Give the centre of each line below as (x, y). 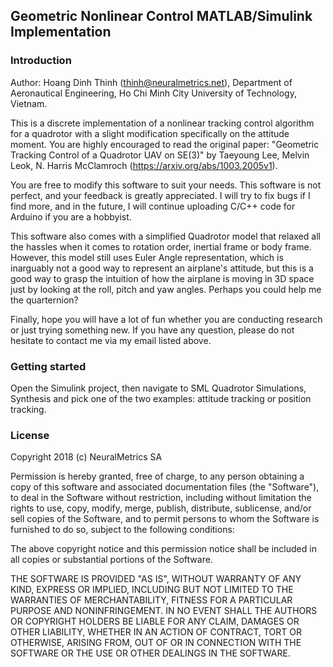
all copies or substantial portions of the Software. (111, 560)
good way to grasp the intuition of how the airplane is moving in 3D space (162, 278)
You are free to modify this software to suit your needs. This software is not (166, 185)
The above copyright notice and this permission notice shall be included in (163, 549)
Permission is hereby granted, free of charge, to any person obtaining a (157, 476)
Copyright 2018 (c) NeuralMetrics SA (86, 457)
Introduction (41, 61)
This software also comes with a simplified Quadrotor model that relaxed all (165, 236)
